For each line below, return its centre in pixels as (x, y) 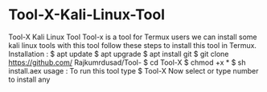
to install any (29, 79)
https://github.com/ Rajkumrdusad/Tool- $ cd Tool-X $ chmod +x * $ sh (127, 62)
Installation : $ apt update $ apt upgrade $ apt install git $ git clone (119, 54)
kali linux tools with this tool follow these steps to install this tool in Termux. (133, 45)
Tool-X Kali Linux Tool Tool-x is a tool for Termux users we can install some (133, 37)
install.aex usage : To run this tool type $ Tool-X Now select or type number (133, 70)
